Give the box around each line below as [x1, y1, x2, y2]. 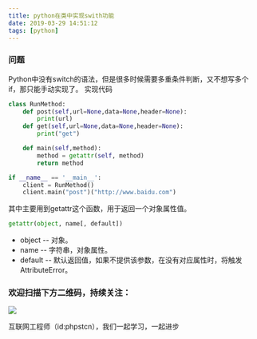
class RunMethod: [8, 100, 66, 108]
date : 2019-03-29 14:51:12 [8, 19, 98, 27]
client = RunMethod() [22, 181, 94, 189]
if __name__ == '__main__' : [8, 173, 102, 181]
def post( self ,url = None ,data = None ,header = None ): [22, 107, 188, 116]
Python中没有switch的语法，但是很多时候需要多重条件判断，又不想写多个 [8, 74, 249, 84]
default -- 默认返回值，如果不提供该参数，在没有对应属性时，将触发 [19, 255, 243, 265]
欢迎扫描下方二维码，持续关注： [8, 287, 132, 298]
